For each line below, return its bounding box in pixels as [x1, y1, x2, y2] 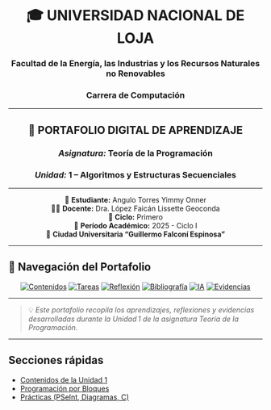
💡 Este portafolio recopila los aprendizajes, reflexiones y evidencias [27, 304, 255, 315]
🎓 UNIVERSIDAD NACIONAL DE [26, 6, 245, 25]
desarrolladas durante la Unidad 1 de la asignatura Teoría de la [27, 314, 240, 324]
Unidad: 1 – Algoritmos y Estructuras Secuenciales [35, 169, 236, 180]
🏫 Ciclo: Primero [107, 212, 164, 222]
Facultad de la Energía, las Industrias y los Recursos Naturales [10, 58, 261, 69]
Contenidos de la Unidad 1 [19, 374, 107, 384]
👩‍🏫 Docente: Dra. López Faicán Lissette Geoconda [51, 203, 220, 214]
